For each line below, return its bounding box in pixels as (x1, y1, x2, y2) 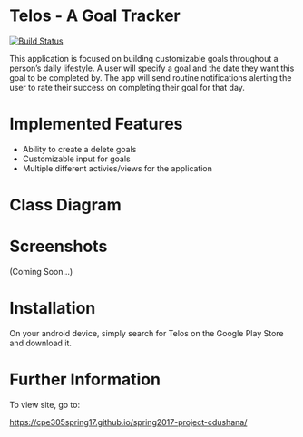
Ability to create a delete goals (22, 143, 137, 154)
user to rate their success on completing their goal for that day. (9, 82, 245, 92)
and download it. (9, 337, 73, 348)
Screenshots (9, 237, 108, 257)
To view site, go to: (9, 399, 80, 410)
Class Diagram (9, 195, 122, 216)
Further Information (9, 369, 161, 390)
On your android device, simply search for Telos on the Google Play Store (9, 327, 284, 338)
